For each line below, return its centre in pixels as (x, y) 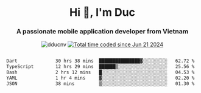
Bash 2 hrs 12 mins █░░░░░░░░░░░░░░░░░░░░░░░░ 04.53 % (100, 72)
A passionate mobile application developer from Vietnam (102, 32)
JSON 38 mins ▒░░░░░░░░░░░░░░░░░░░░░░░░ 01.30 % (100, 84)
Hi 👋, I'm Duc (102, 12)
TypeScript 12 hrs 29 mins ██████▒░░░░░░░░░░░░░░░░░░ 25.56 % (100, 67)
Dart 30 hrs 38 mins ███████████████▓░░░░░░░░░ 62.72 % (100, 61)
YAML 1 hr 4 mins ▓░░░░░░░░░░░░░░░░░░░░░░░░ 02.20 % (100, 78)
